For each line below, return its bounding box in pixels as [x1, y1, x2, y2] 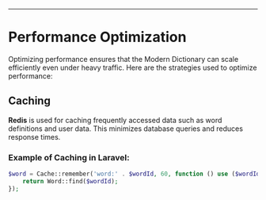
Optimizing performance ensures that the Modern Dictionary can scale [8, 54, 239, 63]
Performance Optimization [8, 29, 187, 46]
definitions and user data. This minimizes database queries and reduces [8, 124, 244, 133]
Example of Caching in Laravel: [8, 152, 130, 163]
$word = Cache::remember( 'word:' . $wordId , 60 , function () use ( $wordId [8, 170, 260, 179]
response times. [8, 132, 61, 141]
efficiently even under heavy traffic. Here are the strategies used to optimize [8, 63, 257, 72]
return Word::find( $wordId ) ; [22, 177, 119, 185]
